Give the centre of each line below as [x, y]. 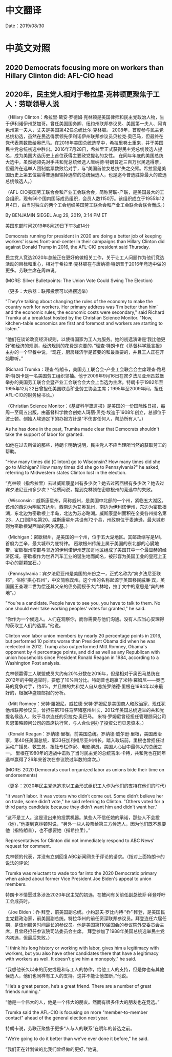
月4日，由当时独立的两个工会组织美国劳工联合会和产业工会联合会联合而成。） [87, 205]
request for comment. [28, 846]
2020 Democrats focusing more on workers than [84, 67]
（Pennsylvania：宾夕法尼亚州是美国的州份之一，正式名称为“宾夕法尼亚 [81, 574]
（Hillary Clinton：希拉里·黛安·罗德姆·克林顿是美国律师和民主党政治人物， [83, 117]
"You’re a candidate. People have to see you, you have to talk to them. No [83, 603]
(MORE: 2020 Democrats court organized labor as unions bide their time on [85, 770]
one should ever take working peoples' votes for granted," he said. [76, 609]
